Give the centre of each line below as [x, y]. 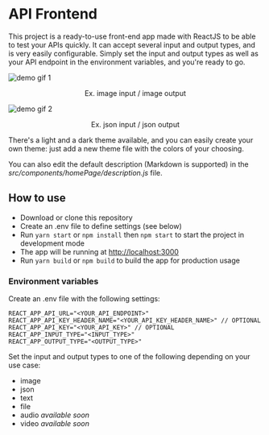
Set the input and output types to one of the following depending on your [130, 357]
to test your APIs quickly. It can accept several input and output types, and [132, 44]
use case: [25, 365]
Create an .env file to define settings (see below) [101, 226]
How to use [37, 198]
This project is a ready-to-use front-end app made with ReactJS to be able [132, 36]
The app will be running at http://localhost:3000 [99, 251]
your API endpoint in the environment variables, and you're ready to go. [127, 62]
